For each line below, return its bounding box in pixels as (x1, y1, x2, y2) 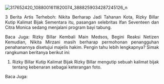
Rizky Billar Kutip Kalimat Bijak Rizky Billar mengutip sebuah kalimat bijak (12, 59, 159, 64)
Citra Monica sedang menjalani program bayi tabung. (5, 24, 112, 30)
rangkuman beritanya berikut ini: (5, 49, 71, 55)
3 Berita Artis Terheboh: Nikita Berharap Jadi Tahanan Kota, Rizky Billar (5, 14, 159, 20)
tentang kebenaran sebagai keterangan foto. (12, 64, 102, 70)
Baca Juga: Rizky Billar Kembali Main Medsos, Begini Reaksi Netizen (5, 34, 159, 40)
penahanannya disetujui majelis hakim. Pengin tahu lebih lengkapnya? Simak (5, 44, 159, 50)
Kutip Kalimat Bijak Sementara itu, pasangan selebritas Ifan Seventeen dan (5, 20, 159, 25)
